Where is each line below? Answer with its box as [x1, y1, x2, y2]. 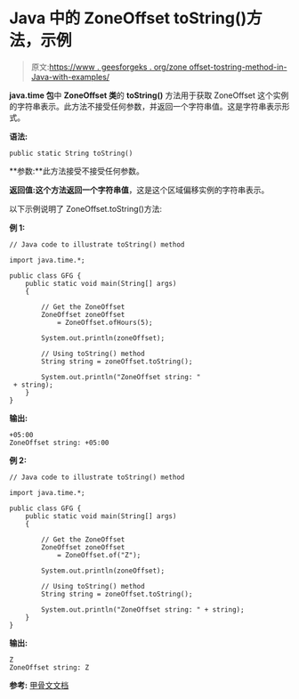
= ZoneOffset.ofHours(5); [56, 318, 153, 327]
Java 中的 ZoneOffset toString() [9, 8, 247, 28]
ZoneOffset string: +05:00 [9, 438, 109, 447]
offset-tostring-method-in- [189, 61, 287, 72]
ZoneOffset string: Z [9, 662, 90, 672]
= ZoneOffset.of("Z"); [56, 550, 141, 559]
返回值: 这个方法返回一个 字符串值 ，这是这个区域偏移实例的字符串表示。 [9, 184, 270, 195]
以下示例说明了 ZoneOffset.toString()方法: [9, 203, 163, 214]
